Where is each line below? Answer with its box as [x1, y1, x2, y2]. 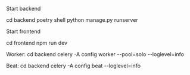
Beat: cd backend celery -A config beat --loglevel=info [6, 62, 141, 69]
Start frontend [6, 28, 41, 35]
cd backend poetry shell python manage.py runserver [6, 17, 138, 23]
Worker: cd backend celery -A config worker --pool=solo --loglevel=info [6, 51, 185, 58]
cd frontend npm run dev [6, 40, 67, 46]
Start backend [6, 5, 41, 12]
